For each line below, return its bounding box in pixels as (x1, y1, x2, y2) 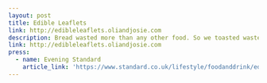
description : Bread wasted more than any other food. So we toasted (8, 33, 240, 42)
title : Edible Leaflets (8, 19, 87, 27)
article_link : (22, 63, 69, 71)
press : (8, 48, 30, 56)
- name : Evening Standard (15, 56, 102, 64)
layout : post (8, 11, 52, 20)
